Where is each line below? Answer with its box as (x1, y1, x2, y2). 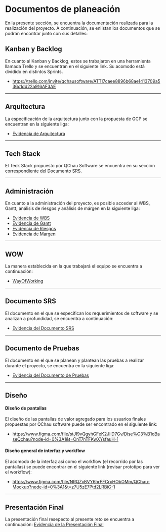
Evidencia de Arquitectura (12, 131, 65, 136)
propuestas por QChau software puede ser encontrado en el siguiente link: (5, 421, 158, 427)
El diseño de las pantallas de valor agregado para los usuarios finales (5, 416, 146, 422)
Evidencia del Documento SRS (12, 325, 74, 331)
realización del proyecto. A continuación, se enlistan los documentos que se (5, 25, 161, 31)
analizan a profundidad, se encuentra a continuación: (5, 315, 114, 321)
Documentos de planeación (5, 3, 121, 15)
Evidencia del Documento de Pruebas (12, 372, 89, 378)
